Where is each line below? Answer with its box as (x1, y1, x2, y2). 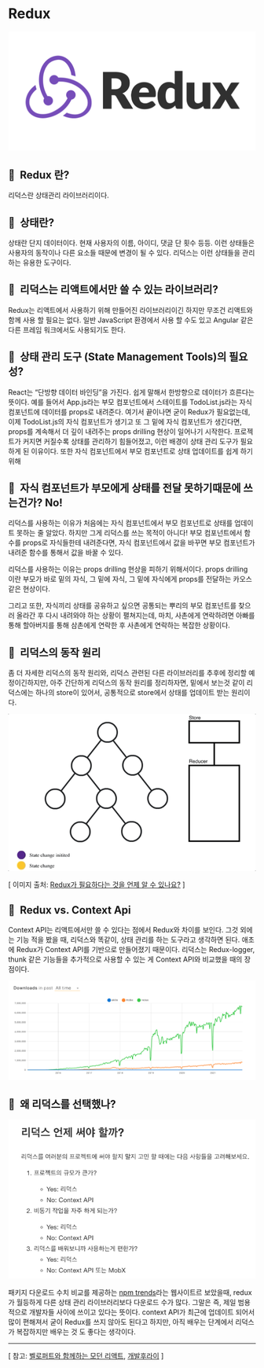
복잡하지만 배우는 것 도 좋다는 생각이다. (16, 1326, 136, 1337)
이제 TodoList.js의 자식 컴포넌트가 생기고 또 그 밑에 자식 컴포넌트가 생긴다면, (8, 417, 242, 426)
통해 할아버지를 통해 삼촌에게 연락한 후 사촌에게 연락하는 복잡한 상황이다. (8, 620, 230, 630)
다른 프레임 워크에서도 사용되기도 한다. (8, 325, 126, 334)
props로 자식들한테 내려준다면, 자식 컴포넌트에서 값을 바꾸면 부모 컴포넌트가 (22, 538, 255, 547)
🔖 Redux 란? (8, 168, 70, 182)
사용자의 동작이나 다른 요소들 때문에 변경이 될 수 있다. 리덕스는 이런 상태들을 (8, 248, 241, 257)
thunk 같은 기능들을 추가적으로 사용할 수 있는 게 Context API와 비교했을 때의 (8, 954, 243, 964)
